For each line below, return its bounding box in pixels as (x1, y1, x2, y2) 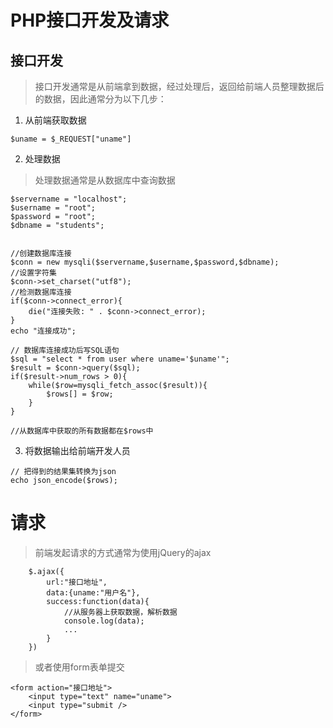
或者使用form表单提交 (34, 661, 125, 673)
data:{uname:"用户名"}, (46, 587, 141, 598)
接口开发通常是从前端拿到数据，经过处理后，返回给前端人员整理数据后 (34, 81, 325, 92)
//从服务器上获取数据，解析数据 (63, 607, 178, 617)
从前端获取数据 (24, 114, 87, 126)
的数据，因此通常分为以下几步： (34, 93, 167, 105)
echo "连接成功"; (10, 326, 77, 336)
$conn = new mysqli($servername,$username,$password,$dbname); (10, 257, 280, 267)
